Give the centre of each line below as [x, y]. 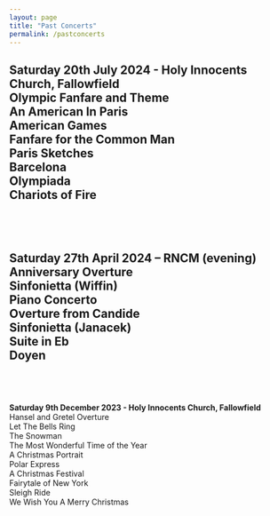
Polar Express [35, 464]
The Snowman [36, 436]
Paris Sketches [52, 153]
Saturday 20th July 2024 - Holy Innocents [128, 70]
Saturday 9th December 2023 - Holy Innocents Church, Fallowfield [135, 408]
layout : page [33, 17]
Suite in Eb [39, 341]
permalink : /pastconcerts [57, 34]
